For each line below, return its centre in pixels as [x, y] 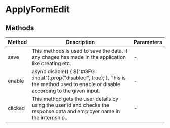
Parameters [148, 42]
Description [80, 42]
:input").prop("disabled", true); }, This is [79, 78]
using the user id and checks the [71, 105]
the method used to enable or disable [76, 84]
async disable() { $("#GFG [63, 72]
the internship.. [50, 118]
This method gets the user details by [75, 99]
